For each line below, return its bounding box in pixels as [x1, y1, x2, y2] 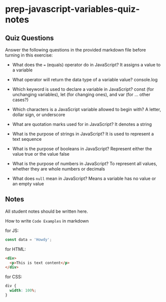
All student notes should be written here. [5, 208, 88, 214]
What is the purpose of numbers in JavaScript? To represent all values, [12, 161, 158, 167]
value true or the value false [12, 151, 70, 157]
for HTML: [5, 246, 26, 252]
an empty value [12, 181, 45, 186]
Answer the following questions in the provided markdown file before [5, 47, 146, 53]
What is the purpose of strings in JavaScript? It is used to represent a [12, 131, 154, 137]
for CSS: [5, 274, 22, 280]
